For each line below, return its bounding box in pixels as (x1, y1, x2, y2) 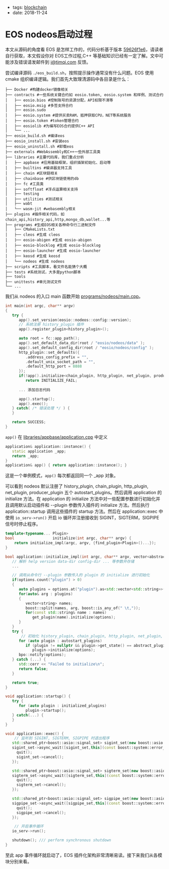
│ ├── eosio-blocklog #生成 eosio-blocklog (5, 243, 101, 248)
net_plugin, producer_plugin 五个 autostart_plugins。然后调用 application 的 (5, 490, 162, 496)
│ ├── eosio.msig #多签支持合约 (5, 103, 73, 108)
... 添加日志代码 (18, 387, 50, 392)
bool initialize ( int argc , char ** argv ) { (5, 536, 132, 541)
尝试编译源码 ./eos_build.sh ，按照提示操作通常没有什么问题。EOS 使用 (5, 70, 154, 76)
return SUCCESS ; (12, 420, 46, 425)
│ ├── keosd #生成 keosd (5, 253, 60, 258)
